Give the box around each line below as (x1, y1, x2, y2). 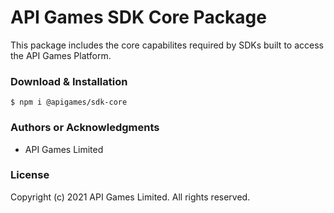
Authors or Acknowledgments (10, 121, 160, 135)
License (10, 168, 50, 182)
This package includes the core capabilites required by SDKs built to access (10, 39, 324, 51)
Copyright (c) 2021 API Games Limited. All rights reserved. (10, 191, 251, 203)
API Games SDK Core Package (10, 6, 267, 29)
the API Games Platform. (10, 49, 112, 61)
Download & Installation (10, 74, 128, 88)
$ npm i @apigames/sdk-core (10, 97, 128, 108)
